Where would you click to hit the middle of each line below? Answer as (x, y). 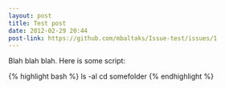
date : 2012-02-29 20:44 (48, 30)
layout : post (30, 16)
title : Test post (37, 23)
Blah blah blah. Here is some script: (67, 61)
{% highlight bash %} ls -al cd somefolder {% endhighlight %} (111, 76)
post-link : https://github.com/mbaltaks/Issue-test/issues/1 (113, 38)
